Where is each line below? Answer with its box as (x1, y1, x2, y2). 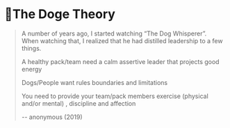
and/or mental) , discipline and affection (21, 99, 136, 107)
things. (21, 44, 42, 52)
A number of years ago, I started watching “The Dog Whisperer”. (21, 29, 207, 38)
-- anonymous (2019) (21, 113, 83, 121)
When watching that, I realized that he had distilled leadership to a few (21, 36, 223, 45)
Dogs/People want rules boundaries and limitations (21, 78, 168, 86)
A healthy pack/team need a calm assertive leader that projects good (21, 57, 220, 65)
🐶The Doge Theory (4, 6, 115, 22)
